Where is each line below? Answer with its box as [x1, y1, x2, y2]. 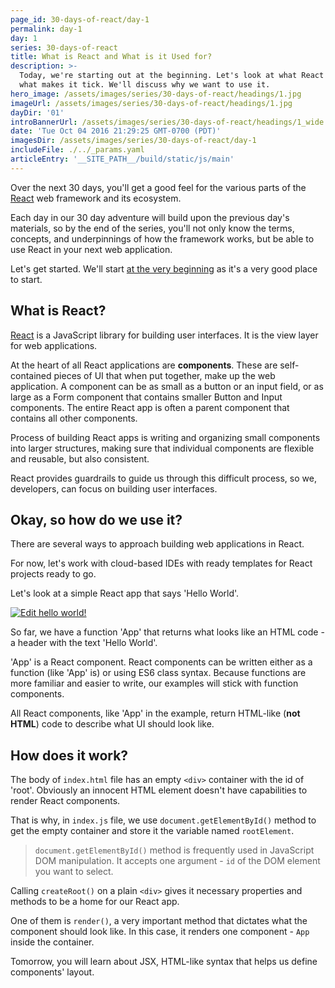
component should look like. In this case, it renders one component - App [10, 926, 310, 938]
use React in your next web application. [10, 243, 173, 255]
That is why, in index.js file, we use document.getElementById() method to [10, 814, 317, 826]
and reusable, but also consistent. [10, 452, 150, 465]
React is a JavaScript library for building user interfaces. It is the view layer [10, 329, 319, 341]
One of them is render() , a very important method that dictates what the [10, 915, 308, 927]
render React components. [10, 795, 121, 807]
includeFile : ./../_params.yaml [10, 145, 145, 155]
